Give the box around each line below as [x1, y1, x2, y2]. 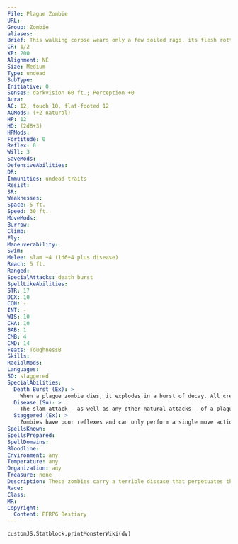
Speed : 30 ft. [7, 208, 50, 215]
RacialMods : [7, 359, 42, 367]
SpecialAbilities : [7, 379, 62, 386]
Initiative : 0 [7, 83, 50, 90]
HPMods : [7, 129, 30, 136]
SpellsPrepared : [7, 431, 55, 439]
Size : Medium [7, 63, 46, 70]
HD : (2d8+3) [7, 122, 42, 130]
